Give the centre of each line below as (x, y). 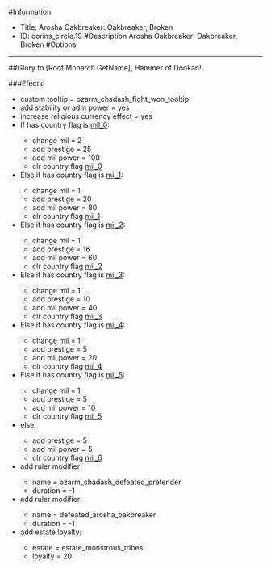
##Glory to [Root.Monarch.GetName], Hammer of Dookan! (105, 67)
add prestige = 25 (62, 149)
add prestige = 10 (61, 299)
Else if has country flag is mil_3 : (73, 275)
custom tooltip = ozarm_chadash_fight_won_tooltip (104, 99)
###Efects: (27, 83)
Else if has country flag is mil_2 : (73, 225)
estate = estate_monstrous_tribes (88, 548)
